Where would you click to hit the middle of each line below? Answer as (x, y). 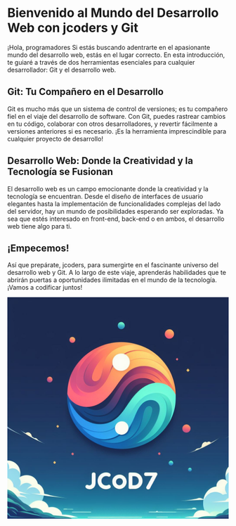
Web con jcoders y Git (73, 28)
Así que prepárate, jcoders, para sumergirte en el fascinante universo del (113, 265)
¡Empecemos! (38, 248)
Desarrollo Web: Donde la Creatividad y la (100, 161)
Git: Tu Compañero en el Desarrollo (85, 92)
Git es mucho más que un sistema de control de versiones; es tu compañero (118, 109)
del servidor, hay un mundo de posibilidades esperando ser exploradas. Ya (115, 211)
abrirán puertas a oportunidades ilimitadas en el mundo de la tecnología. (112, 280)
